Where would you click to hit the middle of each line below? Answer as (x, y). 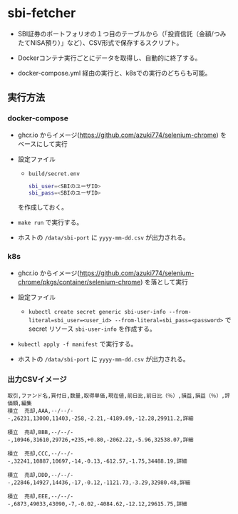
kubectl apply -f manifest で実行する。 (77, 344)
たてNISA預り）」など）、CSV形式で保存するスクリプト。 (100, 42)
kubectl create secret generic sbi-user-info (97, 312)
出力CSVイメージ (37, 379)
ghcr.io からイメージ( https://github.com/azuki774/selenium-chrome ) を (122, 135)
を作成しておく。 (42, 207)
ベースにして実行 (42, 143)
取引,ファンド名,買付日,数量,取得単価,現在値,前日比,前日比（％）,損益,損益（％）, (116, 396)
